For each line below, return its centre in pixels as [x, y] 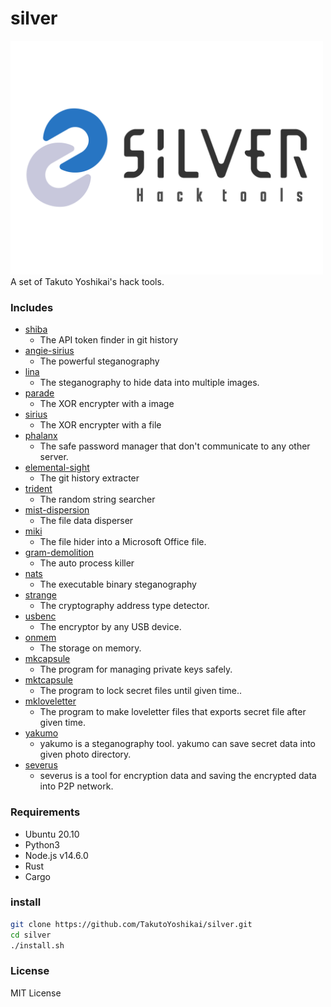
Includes [32, 307]
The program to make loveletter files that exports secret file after [173, 712]
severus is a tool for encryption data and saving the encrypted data [178, 776]
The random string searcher [97, 499]
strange [40, 595]
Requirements [45, 812]
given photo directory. [85, 754]
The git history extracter [89, 478]
